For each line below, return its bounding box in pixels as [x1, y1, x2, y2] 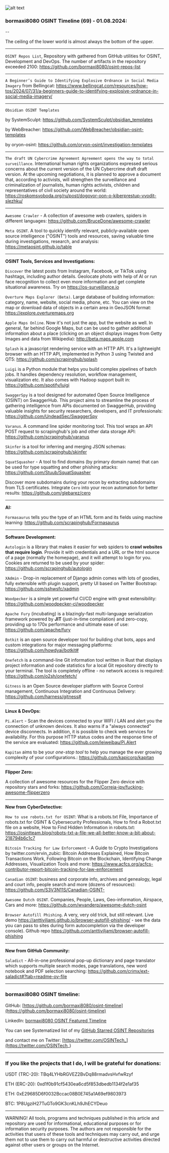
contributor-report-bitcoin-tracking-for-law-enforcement [5, 867, 123, 873]
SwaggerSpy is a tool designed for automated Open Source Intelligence [5, 392, 150, 398]
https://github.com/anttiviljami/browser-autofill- [51, 928, 150, 934]
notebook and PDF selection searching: [5, 968, 87, 974]
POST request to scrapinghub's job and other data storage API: [5, 429, 136, 435]
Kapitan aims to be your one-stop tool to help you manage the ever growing [5, 749, 162, 755]
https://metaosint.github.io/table [5, 244, 72, 250]
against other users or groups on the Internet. [5, 1141, 100, 1147]
